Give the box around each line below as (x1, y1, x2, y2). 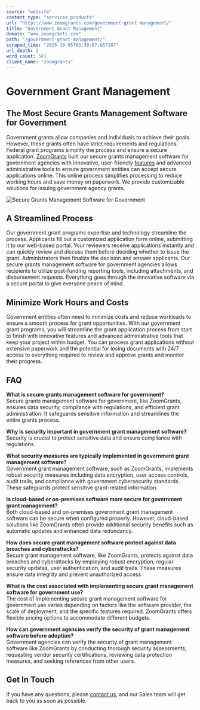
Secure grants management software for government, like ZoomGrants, (6, 397, 182, 404)
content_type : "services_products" (6, 14, 95, 20)
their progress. (6, 358, 43, 365)
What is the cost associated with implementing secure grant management (6, 582, 194, 589)
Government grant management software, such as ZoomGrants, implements (6, 465, 193, 472)
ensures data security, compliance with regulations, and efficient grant (6, 403, 180, 410)
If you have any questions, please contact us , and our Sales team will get (6, 690, 186, 697)
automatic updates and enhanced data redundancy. (6, 527, 133, 534)
